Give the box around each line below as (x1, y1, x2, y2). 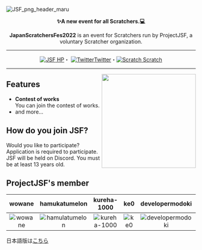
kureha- (93, 196, 118, 204)
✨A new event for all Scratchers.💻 (57, 18, 145, 25)
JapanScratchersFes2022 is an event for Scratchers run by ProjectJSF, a (9, 32, 193, 38)
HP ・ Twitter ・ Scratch (57, 56, 162, 63)
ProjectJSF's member (6, 178, 89, 189)
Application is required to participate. (6, 148, 98, 155)
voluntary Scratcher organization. (60, 38, 142, 45)
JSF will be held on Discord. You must (6, 154, 100, 162)
